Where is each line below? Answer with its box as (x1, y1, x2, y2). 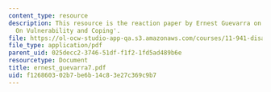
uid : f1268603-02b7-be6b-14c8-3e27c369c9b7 (8, 71, 157, 79)
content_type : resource (8, 11, 89, 20)
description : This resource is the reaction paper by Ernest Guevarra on (8, 19, 262, 27)
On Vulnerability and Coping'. (15, 26, 121, 34)
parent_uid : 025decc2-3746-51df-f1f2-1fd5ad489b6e (8, 49, 182, 57)
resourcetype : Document (8, 57, 89, 65)
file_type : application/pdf (8, 42, 103, 50)
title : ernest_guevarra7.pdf (8, 64, 106, 72)
